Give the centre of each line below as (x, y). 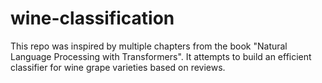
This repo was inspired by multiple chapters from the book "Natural (149, 46)
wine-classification (92, 18)
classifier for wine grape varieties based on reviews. (118, 67)
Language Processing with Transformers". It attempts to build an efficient (161, 56)
